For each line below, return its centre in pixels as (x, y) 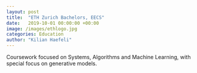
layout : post (23, 12)
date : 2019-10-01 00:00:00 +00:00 (53, 23)
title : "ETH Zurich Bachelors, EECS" (55, 17)
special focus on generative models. (52, 63)
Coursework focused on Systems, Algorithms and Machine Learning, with (98, 57)
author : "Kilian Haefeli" (39, 40)
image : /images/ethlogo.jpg (42, 29)
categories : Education (35, 34)
